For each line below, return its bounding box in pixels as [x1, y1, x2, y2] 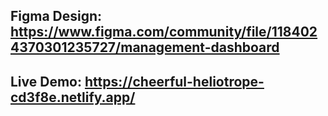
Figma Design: [10, 8, 103, 25]
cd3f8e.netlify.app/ [10, 89, 136, 106]
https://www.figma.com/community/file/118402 [10, 24, 318, 41]
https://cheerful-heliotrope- [84, 73, 265, 90]
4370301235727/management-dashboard [10, 39, 280, 56]
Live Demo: [10, 73, 82, 90]
